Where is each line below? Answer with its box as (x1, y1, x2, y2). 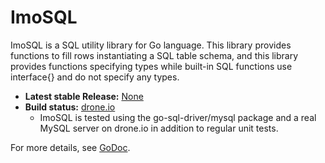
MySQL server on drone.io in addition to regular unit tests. (39, 122, 279, 134)
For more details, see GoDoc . (10, 141, 131, 153)
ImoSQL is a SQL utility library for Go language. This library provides (10, 39, 292, 51)
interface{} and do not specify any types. (10, 71, 180, 83)
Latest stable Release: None (24, 90, 144, 102)
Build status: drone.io (24, 101, 116, 113)
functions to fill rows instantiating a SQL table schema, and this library (10, 49, 299, 61)
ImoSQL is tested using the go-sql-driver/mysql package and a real (39, 111, 317, 123)
